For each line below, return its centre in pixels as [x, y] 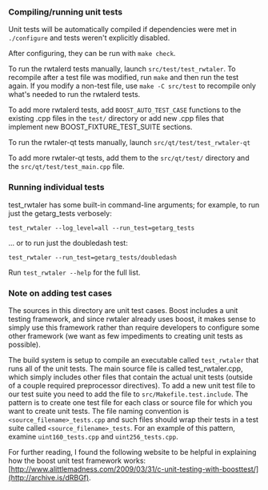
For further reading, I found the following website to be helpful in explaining [132, 452]
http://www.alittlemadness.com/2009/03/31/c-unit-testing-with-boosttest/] [135, 469]
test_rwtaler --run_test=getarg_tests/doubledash [93, 257]
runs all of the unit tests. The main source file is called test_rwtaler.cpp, [126, 368]
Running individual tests [56, 187]
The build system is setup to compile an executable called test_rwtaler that [134, 359]
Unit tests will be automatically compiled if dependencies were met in [123, 30]
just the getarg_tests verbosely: [60, 213]
